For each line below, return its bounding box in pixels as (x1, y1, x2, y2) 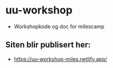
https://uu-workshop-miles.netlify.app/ (13, 55, 107, 62)
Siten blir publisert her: (5, 40, 91, 50)
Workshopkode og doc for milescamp (13, 23, 105, 30)
